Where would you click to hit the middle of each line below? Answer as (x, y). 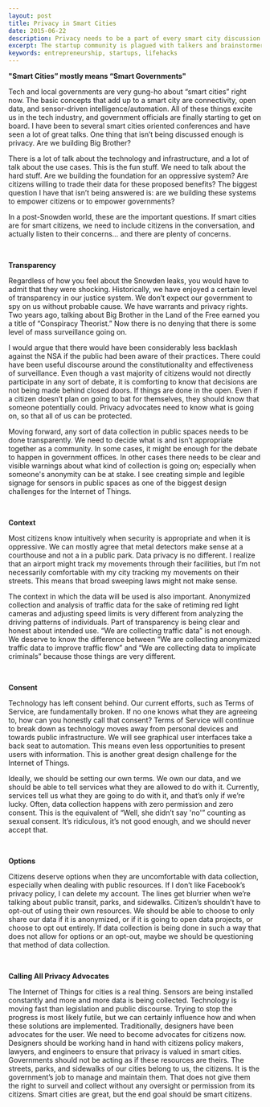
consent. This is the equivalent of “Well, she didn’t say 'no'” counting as (127, 813)
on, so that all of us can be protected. (70, 416)
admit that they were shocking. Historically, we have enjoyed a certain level (133, 289)
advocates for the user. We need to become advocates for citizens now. (127, 1034)
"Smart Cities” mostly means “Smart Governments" (97, 76)
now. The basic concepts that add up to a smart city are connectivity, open (132, 100)
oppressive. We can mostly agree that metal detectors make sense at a (126, 547)
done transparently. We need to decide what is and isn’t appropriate (121, 440)
